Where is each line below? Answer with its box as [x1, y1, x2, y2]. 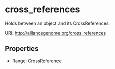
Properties [5, 44, 39, 53]
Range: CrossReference [12, 58, 62, 64]
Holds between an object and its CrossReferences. [5, 20, 110, 26]
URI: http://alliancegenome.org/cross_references [5, 30, 106, 36]
